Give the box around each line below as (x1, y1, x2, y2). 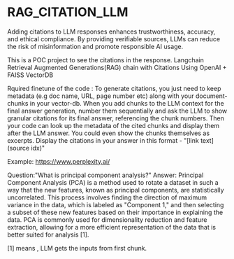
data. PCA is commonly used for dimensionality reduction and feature (7, 215, 207, 224)
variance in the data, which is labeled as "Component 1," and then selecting (7, 200, 224, 209)
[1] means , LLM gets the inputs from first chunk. (7, 244, 147, 252)
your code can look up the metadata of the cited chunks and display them (7, 121, 220, 129)
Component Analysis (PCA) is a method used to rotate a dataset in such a (7, 178, 219, 186)
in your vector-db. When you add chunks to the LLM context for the (29, 99, 225, 107)
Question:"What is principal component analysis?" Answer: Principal (7, 171, 204, 179)
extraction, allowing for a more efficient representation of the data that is (7, 223, 217, 231)
